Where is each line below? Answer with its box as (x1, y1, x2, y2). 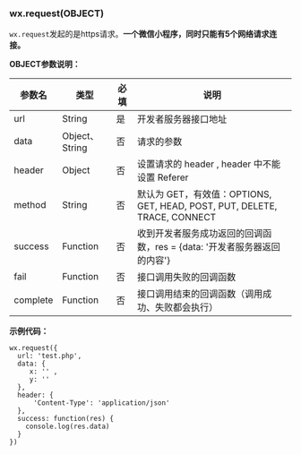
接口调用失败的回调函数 (137, 271, 236, 284)
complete (13, 294, 54, 306)
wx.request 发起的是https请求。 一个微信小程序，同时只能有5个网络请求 (9, 29, 270, 39)
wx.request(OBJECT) (9, 7, 105, 20)
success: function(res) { (17, 415, 115, 424)
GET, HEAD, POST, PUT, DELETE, (137, 200, 278, 212)
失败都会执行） (155, 301, 219, 313)
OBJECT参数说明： (9, 59, 81, 70)
